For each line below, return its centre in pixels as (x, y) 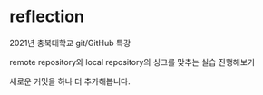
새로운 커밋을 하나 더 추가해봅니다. (70, 81)
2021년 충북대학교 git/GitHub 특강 (70, 43)
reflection (47, 17)
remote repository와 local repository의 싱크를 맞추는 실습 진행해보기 (132, 62)
